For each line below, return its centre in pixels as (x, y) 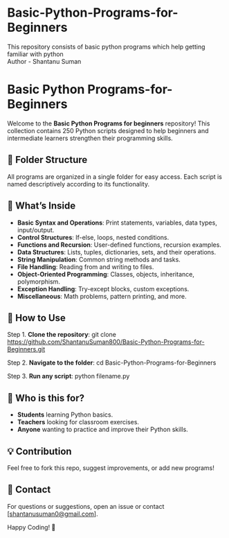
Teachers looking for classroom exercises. (78, 422)
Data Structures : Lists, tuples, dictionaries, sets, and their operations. (117, 252)
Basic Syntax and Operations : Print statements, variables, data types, (117, 223)
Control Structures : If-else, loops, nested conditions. (93, 237)
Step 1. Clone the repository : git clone (62, 335)
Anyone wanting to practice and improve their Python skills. (102, 429)
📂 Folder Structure (47, 160)
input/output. (36, 229)
